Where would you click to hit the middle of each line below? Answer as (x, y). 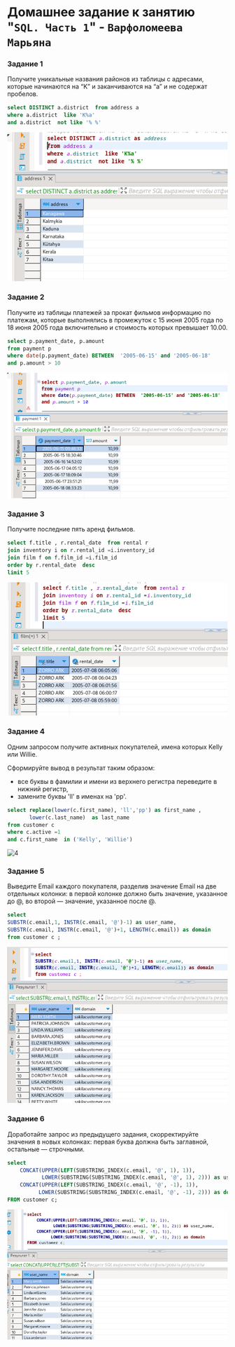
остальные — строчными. (46, 1149)
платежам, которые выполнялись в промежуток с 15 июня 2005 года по (115, 320)
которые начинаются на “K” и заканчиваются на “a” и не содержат (107, 87)
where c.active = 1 (34, 832)
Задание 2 (26, 297)
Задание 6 (26, 1119)
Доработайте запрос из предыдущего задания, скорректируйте (103, 1134)
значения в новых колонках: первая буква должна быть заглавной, (108, 1142)
